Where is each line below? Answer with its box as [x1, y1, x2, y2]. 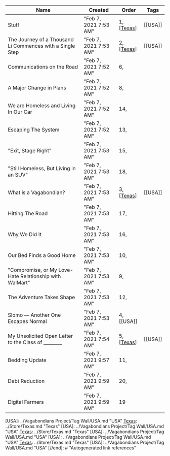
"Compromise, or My [8, 267, 57, 273]
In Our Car [8, 109, 32, 115]
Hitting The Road [8, 210, 48, 217]
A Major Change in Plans [8, 84, 67, 91]
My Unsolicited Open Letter [8, 333, 73, 339]
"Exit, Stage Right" [8, 147, 52, 154]
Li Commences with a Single [8, 43, 75, 49]
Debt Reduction [8, 378, 45, 384]
